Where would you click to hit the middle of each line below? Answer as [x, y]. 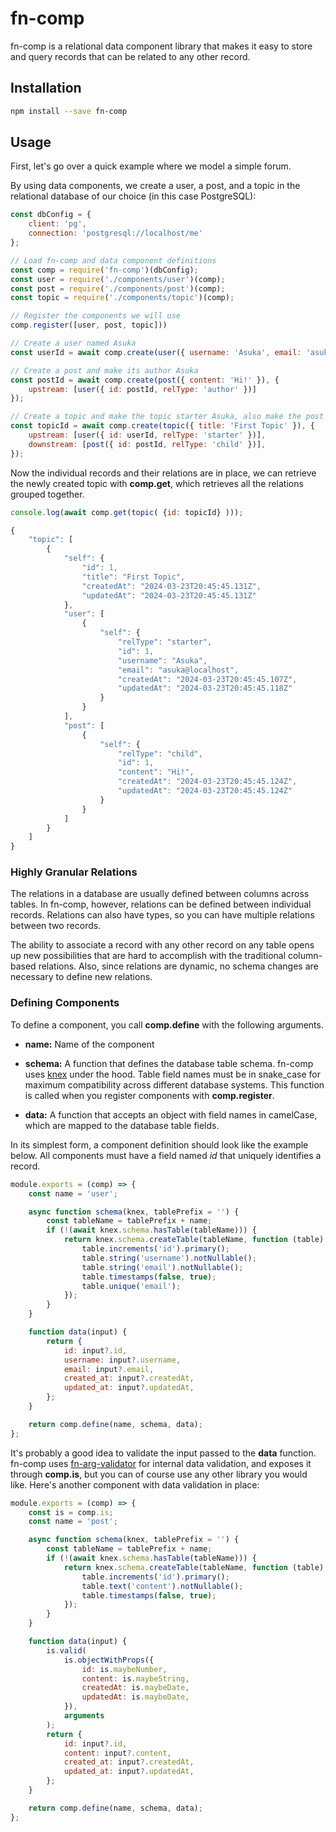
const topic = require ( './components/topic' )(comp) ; [122, 298]
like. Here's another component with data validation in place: [135, 1484]
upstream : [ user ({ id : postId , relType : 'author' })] [142, 389]
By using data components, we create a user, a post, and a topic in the [155, 186]
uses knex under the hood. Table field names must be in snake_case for [172, 1074]
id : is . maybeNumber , [124, 1669]
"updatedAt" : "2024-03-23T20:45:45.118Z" [205, 688]
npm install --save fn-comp [69, 111]
